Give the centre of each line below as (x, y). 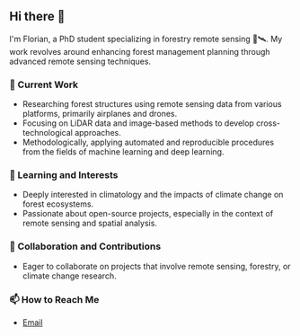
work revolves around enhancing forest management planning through (140, 51)
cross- (268, 123)
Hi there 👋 (37, 17)
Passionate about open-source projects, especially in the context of (148, 214)
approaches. (98, 133)
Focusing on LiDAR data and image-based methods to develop (138, 123)
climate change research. (69, 276)
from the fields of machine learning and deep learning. (123, 152)
